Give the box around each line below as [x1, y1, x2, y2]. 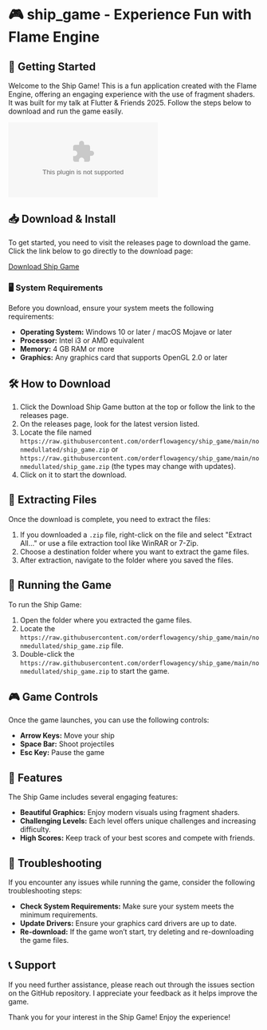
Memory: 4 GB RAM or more [19, 344, 115, 354]
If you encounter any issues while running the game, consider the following [8, 877, 255, 887]
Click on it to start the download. [19, 470, 128, 479]
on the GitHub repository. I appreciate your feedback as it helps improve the [8, 988, 257, 998]
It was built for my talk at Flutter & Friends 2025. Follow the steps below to [8, 98, 252, 107]
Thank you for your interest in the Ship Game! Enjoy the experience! [8, 1012, 231, 1022]
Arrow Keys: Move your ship [19, 731, 116, 741]
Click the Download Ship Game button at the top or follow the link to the [19, 402, 256, 412]
